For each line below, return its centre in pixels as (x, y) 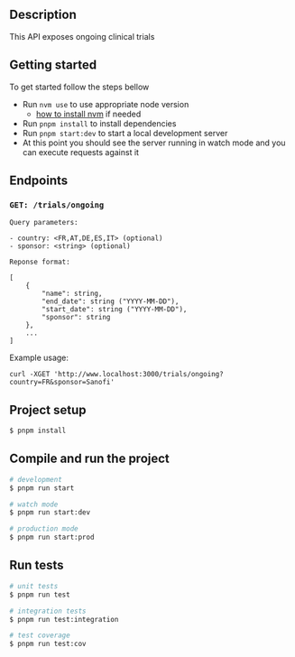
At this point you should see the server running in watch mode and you (154, 143)
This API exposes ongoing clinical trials (82, 36)
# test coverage (40, 635)
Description (43, 15)
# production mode (44, 529)
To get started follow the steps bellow (79, 87)
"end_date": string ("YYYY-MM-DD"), (111, 301)
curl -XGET (30, 375)
